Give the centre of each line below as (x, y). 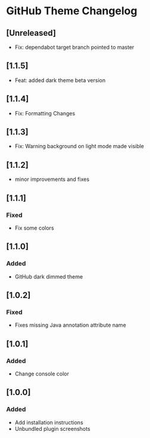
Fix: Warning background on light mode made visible (79, 146)
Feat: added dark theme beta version (60, 80)
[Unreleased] (31, 33)
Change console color (42, 374)
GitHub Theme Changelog (72, 11)
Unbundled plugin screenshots (52, 428)
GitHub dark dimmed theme (49, 276)
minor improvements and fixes (52, 179)
